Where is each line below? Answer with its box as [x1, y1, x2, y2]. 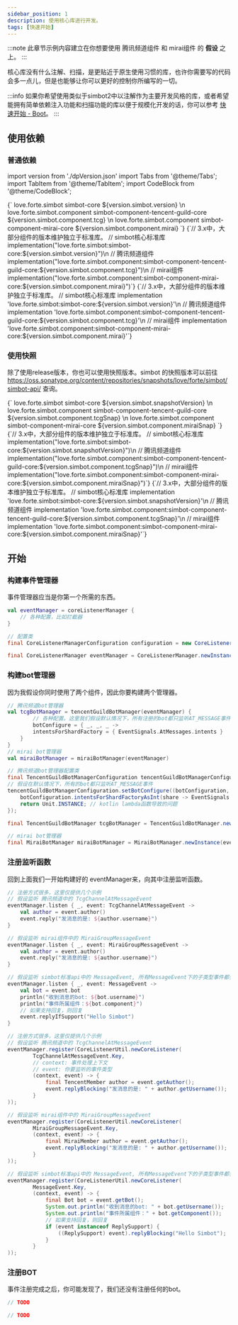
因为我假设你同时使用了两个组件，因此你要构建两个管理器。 [7, 688, 181, 696]
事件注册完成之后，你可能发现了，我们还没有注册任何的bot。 [7, 1285, 185, 1294]
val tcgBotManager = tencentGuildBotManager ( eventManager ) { [7, 708, 192, 716]
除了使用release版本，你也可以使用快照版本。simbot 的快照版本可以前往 [7, 368, 218, 376]
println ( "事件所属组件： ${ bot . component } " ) [20, 1000, 143, 1007]
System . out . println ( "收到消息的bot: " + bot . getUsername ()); [45, 1203, 225, 1211]
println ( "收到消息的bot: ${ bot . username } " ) [20, 993, 145, 1000]
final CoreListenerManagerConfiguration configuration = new [7, 639, 192, 647]
